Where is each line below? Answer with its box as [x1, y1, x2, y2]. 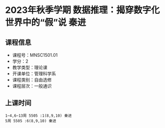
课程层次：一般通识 [12, 83, 52, 89]
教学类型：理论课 [12, 65, 48, 70]
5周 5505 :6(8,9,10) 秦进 [5, 118, 56, 124]
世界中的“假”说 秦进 [5, 17, 86, 28]
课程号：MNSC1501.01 [12, 52, 58, 58]
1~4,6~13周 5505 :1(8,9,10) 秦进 [5, 113, 72, 118]
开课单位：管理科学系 [12, 71, 56, 77]
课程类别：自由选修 [12, 77, 52, 83]
